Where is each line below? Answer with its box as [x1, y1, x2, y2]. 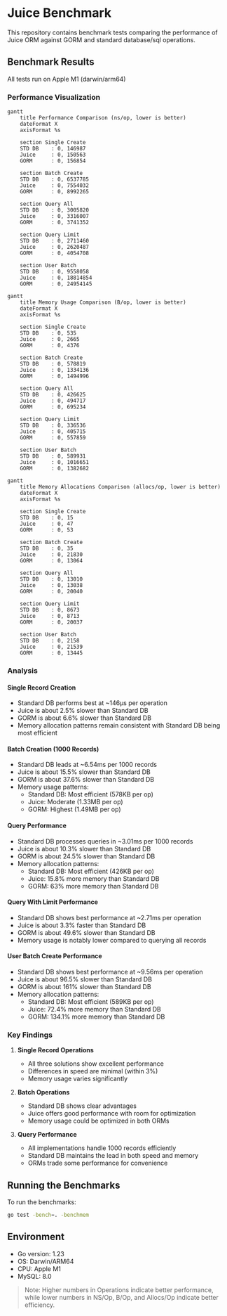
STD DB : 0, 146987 [20, 146, 86, 153]
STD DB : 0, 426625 [20, 392, 86, 399]
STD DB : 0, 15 [20, 515, 74, 522]
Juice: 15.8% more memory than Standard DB [27, 874, 160, 883]
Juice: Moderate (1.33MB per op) [27, 798, 124, 806]
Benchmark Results [7, 56, 95, 68]
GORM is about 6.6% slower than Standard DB [17, 714, 152, 722]
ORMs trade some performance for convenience [27, 1159, 168, 1168]
